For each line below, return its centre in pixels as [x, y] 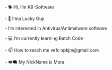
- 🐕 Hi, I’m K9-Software [29, 7]
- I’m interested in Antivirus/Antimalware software [56, 28]
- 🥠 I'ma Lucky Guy [25, 18]
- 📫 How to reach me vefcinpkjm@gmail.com [52, 50]
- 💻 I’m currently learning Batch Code [44, 38]
